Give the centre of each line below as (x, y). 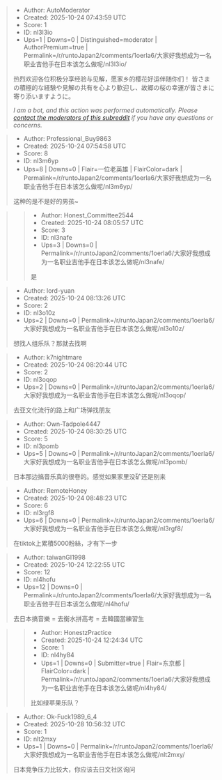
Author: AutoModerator (57, 10)
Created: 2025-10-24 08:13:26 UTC (74, 298)
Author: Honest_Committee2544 (87, 215)
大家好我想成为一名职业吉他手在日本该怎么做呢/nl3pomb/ (105, 462)
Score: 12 (37, 572)
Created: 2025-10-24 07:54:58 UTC (75, 146)
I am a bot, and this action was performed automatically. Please (105, 110)
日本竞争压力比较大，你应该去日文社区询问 (74, 769)
